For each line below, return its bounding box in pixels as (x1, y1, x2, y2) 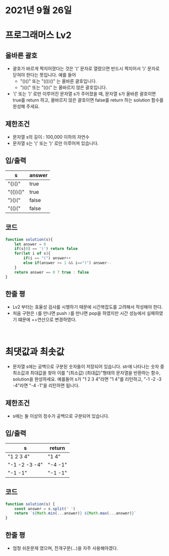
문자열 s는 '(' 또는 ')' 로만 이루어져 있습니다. (12, 140, 99, 146)
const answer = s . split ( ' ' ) (14, 506, 76, 511)
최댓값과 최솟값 (5, 346, 65, 357)
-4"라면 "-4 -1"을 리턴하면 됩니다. (12, 382, 80, 388)
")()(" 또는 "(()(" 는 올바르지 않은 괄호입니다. (20, 84, 107, 91)
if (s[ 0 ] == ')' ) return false (14, 246, 78, 251)
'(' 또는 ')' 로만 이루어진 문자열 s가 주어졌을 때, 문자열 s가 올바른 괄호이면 (12, 91, 156, 97)
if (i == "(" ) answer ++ (23, 256, 71, 261)
